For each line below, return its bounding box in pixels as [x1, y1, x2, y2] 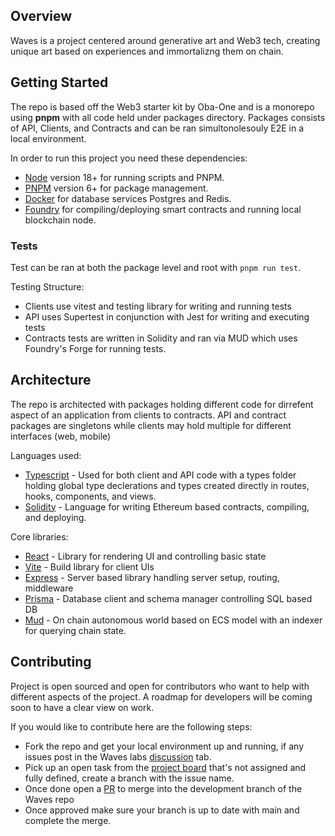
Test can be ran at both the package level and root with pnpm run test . [10, 261, 302, 273]
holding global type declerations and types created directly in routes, [24, 479, 310, 491]
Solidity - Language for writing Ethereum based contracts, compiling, [24, 500, 310, 513]
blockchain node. [24, 214, 97, 226]
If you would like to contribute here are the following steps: [10, 720, 253, 733]
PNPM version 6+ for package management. [24, 182, 209, 194]
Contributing [10, 654, 92, 671]
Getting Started [10, 74, 109, 91]
